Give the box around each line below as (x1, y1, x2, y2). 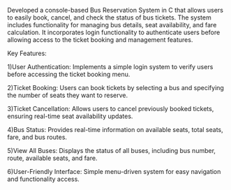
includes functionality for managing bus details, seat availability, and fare (7, 21, 217, 29)
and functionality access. (7, 175, 80, 183)
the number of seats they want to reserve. (7, 91, 128, 99)
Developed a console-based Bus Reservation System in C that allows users (7, 6, 223, 14)
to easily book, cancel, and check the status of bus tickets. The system (7, 13, 211, 22)
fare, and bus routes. (7, 133, 68, 141)
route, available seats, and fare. (7, 154, 98, 162)
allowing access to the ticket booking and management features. (7, 36, 193, 44)
